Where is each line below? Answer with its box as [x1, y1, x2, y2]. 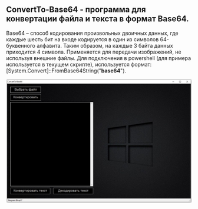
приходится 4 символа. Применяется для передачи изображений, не [6, 48, 181, 55]
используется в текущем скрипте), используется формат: [6, 61, 152, 68]
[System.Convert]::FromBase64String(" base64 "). [6, 67, 127, 74]
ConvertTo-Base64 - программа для [6, 5, 146, 15]
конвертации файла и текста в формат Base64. [6, 14, 190, 24]
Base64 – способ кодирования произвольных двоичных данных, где [6, 29, 179, 37]
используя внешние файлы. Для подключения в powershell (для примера [6, 54, 192, 61]
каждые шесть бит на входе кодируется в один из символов [6, 35, 159, 43]
